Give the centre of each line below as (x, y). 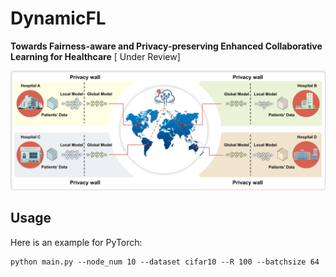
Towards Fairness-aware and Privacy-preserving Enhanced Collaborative (166, 46)
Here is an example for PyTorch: (76, 242)
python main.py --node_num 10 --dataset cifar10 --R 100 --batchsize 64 (165, 262)
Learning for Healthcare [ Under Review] (95, 56)
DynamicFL (58, 18)
